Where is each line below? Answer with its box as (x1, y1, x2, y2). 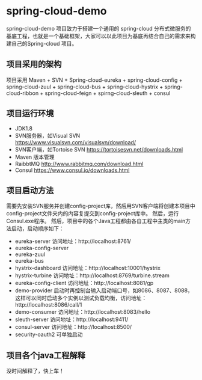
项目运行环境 (6, 108, 54, 118)
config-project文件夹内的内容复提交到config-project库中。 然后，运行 (6, 210, 179, 217)
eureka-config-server (14, 245, 69, 252)
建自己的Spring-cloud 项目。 (6, 40, 78, 47)
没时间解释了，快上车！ (6, 367, 64, 375)
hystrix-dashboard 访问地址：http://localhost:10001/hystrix (14, 265, 161, 272)
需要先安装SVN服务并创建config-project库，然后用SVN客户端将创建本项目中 (6, 203, 195, 210)
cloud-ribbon (6, 89, 39, 97)
